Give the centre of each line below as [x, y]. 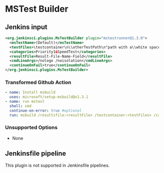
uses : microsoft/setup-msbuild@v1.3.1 [49, 97]
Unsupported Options [31, 128]
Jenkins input [26, 27]
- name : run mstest [25, 102]
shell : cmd [20, 106]
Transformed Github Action [38, 82]
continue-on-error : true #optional [46, 111]
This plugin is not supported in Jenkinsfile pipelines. [57, 165]
